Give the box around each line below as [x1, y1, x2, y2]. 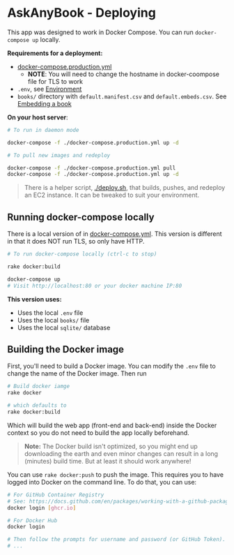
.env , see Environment [17, 84, 82, 93]
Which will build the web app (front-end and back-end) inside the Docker [7, 421, 217, 429]
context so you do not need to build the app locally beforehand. [7, 428, 189, 437]
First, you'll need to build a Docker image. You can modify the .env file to [7, 362, 216, 371]
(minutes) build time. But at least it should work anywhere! [24, 457, 192, 465]
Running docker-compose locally [7, 211, 155, 223]
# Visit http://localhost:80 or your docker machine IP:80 [7, 282, 182, 289]
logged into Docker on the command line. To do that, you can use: [7, 478, 197, 486]
